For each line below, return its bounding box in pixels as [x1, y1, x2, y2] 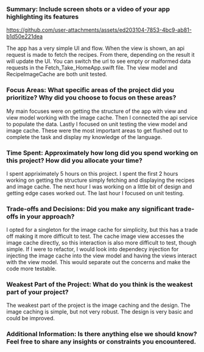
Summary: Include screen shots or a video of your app [6, 5, 171, 13]
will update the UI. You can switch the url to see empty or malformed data [6, 57, 191, 65]
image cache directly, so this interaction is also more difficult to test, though [6, 239, 197, 246]
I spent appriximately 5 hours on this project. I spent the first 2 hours [6, 170, 178, 177]
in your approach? [19, 212, 75, 221]
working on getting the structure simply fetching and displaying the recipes [6, 176, 195, 184]
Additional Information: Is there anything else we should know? [6, 330, 197, 339]
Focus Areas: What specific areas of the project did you [6, 86, 175, 95]
